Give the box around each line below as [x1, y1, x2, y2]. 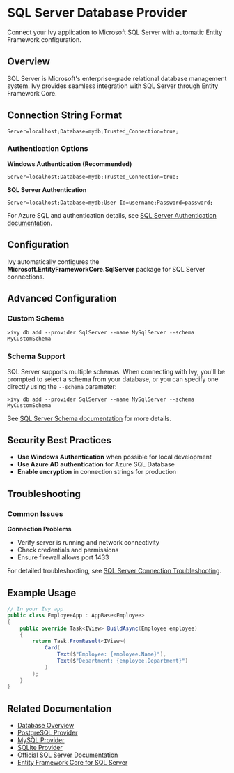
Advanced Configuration [7, 293, 117, 304]
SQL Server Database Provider [7, 5, 187, 21]
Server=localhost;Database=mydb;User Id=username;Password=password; [7, 199, 214, 206]
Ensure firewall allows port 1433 [17, 553, 109, 561]
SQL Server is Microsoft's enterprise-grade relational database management [7, 74, 227, 82]
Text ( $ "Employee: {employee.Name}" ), [56, 651, 167, 658]
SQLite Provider [17, 744, 63, 752]
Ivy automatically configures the [7, 257, 100, 266]
